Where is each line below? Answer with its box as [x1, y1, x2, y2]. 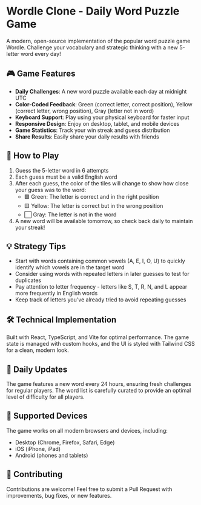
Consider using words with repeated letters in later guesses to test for [15, 270, 189, 278]
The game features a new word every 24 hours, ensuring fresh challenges [6, 380, 192, 387]
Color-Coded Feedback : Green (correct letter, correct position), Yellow [15, 100, 193, 108]
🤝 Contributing [6, 469, 63, 479]
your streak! [15, 224, 45, 231]
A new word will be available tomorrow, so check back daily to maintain [15, 217, 193, 224]
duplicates [15, 277, 41, 284]
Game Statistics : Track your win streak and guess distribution [15, 126, 171, 134]
